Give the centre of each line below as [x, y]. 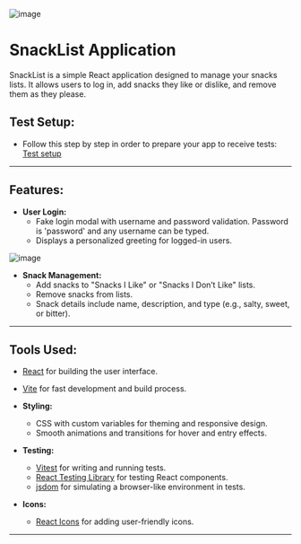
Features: [37, 190]
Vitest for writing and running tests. [101, 468]
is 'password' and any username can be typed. [122, 231]
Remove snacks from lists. [84, 294]
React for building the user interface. [90, 372]
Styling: [37, 406]
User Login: [44, 212]
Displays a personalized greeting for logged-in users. [134, 240]
